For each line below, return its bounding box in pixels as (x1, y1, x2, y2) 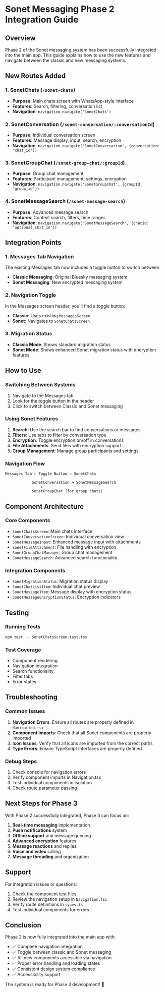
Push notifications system (12, 827, 67, 833)
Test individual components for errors (12, 906, 89, 913)
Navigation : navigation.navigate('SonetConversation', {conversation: (12, 142, 160, 148)
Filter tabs (12, 673, 33, 679)
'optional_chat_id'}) (12, 225, 57, 230)
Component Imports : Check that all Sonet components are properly (12, 730, 152, 736)
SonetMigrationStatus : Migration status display (12, 579, 109, 584)
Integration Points (5, 238, 62, 246)
